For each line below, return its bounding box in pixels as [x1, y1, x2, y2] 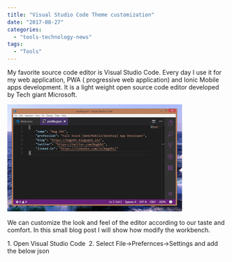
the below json [7, 247, 50, 255]
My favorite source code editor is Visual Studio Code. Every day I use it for [7, 68, 222, 76]
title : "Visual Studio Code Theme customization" [7, 11, 155, 18]
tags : [7, 41, 23, 48]
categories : [7, 26, 42, 33]
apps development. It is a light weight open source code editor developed [7, 83, 219, 91]
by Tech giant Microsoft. [7, 91, 78, 99]
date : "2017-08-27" [7, 18, 64, 26]
